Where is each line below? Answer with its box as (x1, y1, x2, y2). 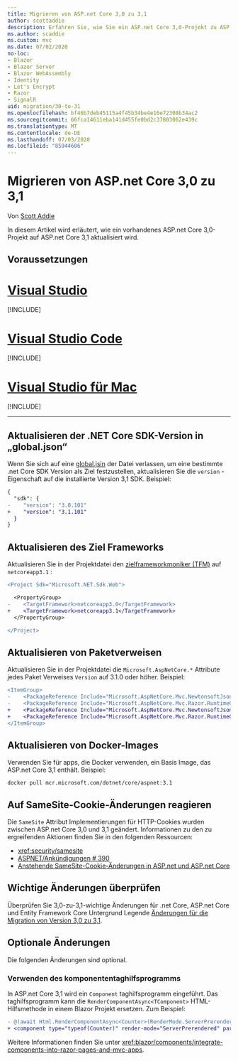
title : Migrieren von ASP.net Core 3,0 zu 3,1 (7, 10, 147, 18)
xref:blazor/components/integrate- (121, 1038, 223, 1046)
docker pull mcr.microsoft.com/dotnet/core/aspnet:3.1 (7, 780, 173, 787)
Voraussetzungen (7, 254, 89, 266)
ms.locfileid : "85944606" (7, 143, 84, 150)
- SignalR (7, 97, 37, 104)
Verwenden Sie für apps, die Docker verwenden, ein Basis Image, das (7, 758, 211, 767)
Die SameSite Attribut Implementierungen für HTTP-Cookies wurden (7, 818, 205, 826)
